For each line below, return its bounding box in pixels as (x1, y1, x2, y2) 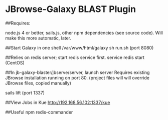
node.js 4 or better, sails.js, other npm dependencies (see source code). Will (5, 29, 163, 35)
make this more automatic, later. (5, 35, 72, 41)
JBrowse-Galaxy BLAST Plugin (5, 3, 136, 15)
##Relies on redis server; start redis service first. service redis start (5, 54, 144, 60)
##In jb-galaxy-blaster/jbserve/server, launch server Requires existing (5, 69, 150, 75)
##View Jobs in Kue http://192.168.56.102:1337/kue (5, 99, 110, 105)
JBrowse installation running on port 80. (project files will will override (5, 74, 149, 80)
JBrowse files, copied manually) (5, 80, 72, 86)
